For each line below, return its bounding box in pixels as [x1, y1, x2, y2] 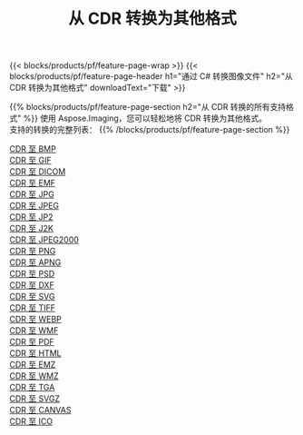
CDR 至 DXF [9, 280, 54, 291]
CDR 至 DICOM [9, 166, 66, 177]
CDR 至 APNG [9, 257, 62, 268]
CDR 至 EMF [9, 178, 56, 189]
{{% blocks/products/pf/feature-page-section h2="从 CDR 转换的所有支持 [9, 102, 287, 113]
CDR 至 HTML [9, 348, 62, 359]
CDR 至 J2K [9, 223, 54, 234]
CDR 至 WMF [9, 325, 59, 336]
